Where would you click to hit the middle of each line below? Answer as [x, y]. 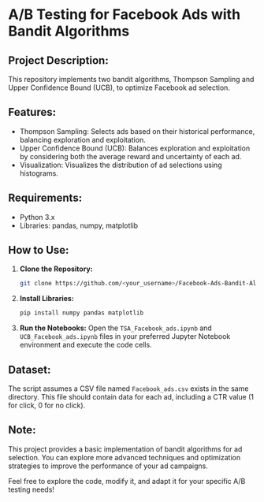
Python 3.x [37, 217]
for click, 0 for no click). [47, 405]
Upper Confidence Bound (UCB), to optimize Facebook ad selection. [119, 87]
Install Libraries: [47, 299]
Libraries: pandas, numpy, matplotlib [79, 225]
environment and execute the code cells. [86, 345]
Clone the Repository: [56, 269]
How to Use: [39, 250]
